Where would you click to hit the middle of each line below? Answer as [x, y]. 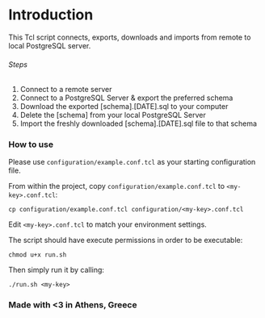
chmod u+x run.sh [38, 255]
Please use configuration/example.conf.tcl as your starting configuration [132, 162]
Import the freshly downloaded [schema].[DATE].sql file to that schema [138, 123]
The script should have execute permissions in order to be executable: [126, 241]
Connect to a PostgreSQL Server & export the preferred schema [126, 98]
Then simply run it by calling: [57, 270]
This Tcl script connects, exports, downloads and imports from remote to [130, 37]
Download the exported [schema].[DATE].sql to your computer [124, 107]
